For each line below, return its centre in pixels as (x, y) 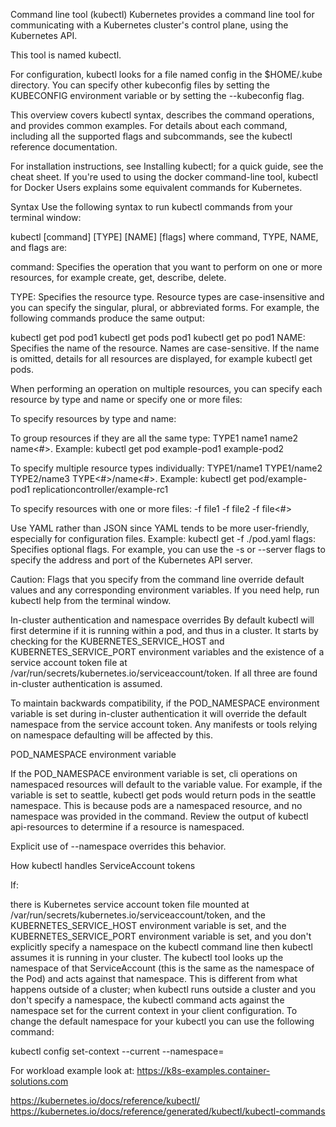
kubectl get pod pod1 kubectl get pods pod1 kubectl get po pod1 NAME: (158, 337)
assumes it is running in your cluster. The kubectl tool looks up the (147, 957)
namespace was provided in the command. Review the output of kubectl (159, 816)
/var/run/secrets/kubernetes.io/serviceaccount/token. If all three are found (164, 673)
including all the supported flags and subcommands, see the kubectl (151, 136)
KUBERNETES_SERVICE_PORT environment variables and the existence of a (167, 652)
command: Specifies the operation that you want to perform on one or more (166, 267)
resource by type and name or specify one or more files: (126, 399)
